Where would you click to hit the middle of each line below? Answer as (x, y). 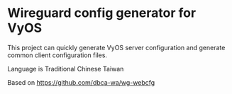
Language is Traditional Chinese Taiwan (66, 69)
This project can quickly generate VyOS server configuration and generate (116, 47)
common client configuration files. (57, 55)
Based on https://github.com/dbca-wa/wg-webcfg (81, 82)
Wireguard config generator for (102, 13)
